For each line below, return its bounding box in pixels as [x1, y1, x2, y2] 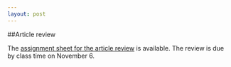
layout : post [7, 10, 46, 18]
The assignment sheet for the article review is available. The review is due [7, 43, 225, 52]
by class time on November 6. [7, 51, 95, 60]
